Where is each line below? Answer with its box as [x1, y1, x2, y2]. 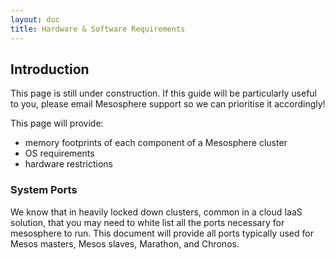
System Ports [10, 183, 78, 197]
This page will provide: [10, 117, 104, 130]
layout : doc [10, 14, 60, 25]
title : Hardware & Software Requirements [10, 24, 186, 34]
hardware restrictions [24, 158, 113, 170]
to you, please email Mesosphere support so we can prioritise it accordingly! [10, 98, 326, 110]
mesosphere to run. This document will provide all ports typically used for [10, 227, 314, 239]
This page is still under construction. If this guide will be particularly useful [10, 87, 317, 100]
